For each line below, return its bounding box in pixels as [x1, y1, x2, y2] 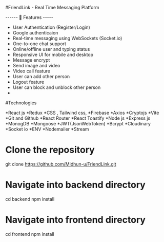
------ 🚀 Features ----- [5, 14, 54, 20]
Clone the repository [5, 144, 95, 156]
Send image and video [12, 63, 60, 68]
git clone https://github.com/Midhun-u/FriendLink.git [5, 161, 116, 167]
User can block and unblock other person [12, 84, 101, 90]
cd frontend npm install [5, 231, 55, 237]
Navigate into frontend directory [5, 214, 146, 226]
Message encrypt [12, 57, 50, 63]
